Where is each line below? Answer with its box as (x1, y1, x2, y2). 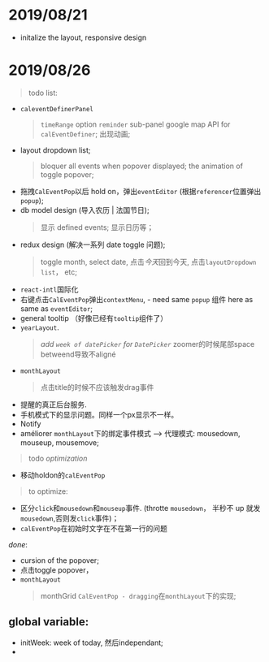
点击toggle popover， (20, 565, 93, 574)
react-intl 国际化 (20, 284, 79, 294)
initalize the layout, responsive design (20, 32, 147, 42)
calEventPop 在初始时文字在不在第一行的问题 (20, 523, 168, 533)
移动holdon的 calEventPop (20, 469, 106, 480)
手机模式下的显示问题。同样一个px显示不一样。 (20, 409, 179, 419)
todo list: (28, 88, 59, 97)
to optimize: (28, 486, 68, 496)
